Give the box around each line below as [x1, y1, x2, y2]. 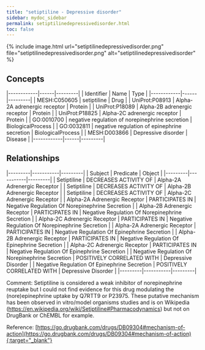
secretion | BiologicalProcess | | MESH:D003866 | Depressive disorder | [6, 129, 188, 137]
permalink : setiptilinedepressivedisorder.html [6, 20, 130, 26]
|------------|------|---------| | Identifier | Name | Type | [6, 90, 148, 97]
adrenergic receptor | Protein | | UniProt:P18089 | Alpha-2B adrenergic [15, 103, 193, 110]
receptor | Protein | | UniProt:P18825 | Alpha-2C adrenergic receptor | [6, 110, 182, 117]
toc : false [6, 26, 34, 32]
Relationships [6, 153, 60, 164]
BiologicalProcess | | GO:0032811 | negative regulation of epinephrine [6, 123, 182, 130]
